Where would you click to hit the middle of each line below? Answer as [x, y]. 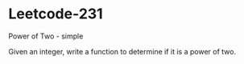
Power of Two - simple [46, 36]
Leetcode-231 [56, 14]
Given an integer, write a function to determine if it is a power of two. [122, 51]
